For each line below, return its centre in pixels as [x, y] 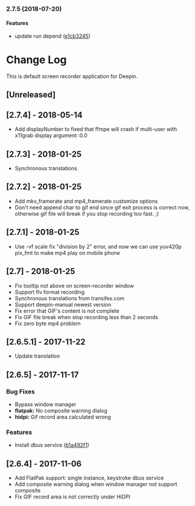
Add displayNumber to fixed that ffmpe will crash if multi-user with [96, 129]
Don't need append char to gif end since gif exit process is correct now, [102, 207]
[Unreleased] [31, 95]
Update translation [37, 356]
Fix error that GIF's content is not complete [67, 311]
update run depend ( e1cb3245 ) [52, 36]
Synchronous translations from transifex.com [70, 298]
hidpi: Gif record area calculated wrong [63, 417]
